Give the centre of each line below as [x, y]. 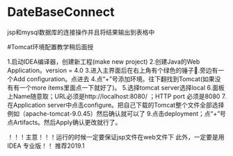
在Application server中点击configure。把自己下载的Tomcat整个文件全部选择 [116, 105]
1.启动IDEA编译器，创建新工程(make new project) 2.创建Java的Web [104, 61]
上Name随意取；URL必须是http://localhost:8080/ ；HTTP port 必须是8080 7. [117, 96]
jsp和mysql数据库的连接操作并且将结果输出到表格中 [81, 32]
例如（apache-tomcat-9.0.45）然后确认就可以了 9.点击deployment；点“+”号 [116, 113]
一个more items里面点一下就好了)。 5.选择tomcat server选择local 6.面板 [122, 87]
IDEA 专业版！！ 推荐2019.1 [46, 146]
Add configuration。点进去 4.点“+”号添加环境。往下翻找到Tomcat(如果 [114, 79]
